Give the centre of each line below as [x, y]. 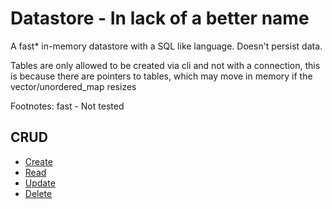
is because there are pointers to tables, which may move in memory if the [161, 76]
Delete [38, 193]
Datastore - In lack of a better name [160, 18]
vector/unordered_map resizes [73, 86]
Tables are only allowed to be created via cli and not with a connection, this [165, 65]
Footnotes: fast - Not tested [67, 106]
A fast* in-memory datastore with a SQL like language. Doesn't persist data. [166, 46]
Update [40, 183]
